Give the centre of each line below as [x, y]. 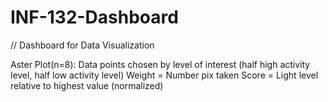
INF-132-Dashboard [94, 17]
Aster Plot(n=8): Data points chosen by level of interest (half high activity [160, 64]
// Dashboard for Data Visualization [82, 45]
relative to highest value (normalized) [87, 85]
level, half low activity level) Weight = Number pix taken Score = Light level [164, 75]
